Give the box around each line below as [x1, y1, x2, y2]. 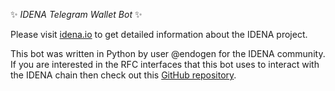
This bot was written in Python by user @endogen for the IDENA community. [10, 48, 326, 59]
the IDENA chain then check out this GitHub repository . [10, 69, 237, 81]
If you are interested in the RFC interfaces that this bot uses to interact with [10, 59, 320, 70]
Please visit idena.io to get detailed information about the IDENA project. [10, 29, 308, 40]
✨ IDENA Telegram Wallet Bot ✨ [10, 9, 143, 20]
